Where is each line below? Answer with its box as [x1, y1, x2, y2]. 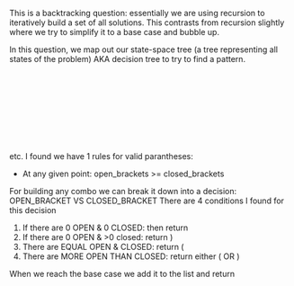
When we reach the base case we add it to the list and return [9, 269, 236, 279]
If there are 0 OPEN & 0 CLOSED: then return [22, 222, 189, 233]
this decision [9, 205, 57, 215]
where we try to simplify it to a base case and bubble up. [9, 27, 220, 37]
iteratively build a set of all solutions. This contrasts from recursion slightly [9, 17, 285, 28]
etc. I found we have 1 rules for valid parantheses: [9, 151, 193, 161]
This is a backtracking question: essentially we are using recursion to [9, 8, 265, 18]
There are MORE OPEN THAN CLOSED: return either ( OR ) [22, 251, 240, 262]
